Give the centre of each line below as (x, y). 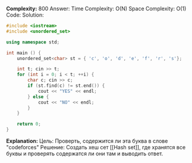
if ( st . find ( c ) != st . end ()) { (66, 86)
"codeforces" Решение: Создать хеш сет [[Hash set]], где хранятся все (96, 147)
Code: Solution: (25, 15)
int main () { (24, 53)
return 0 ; (29, 124)
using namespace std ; (33, 42)
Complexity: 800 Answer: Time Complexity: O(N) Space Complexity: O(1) (96, 9)
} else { (38, 97)
